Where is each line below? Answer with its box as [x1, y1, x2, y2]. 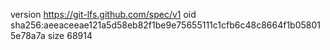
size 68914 [47, 30, 93, 41]
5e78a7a [10, 30, 46, 41]
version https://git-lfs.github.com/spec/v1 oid [10, 9, 197, 20]
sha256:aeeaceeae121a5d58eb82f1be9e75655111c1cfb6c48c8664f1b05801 [10, 19, 321, 31]
